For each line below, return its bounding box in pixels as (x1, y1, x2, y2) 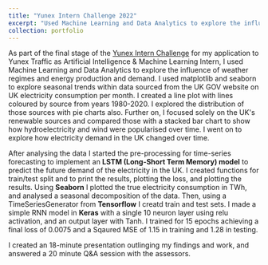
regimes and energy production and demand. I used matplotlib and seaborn (8, 73, 257, 84)
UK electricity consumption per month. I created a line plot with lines (8, 91, 234, 101)
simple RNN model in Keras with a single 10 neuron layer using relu (8, 208, 229, 218)
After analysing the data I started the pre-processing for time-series (8, 148, 231, 158)
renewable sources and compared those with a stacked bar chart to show (8, 117, 251, 126)
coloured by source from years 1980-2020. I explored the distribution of (8, 99, 245, 109)
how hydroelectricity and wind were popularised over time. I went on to (8, 125, 242, 134)
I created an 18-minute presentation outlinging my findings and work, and (8, 240, 250, 250)
